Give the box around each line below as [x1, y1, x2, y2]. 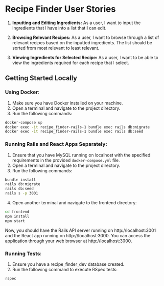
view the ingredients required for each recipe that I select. [12, 60, 129, 65]
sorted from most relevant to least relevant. [12, 45, 99, 51]
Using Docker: [5, 89, 40, 95]
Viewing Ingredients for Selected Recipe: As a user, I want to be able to [12, 54, 159, 60]
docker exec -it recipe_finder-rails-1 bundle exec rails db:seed [5, 129, 143, 134]
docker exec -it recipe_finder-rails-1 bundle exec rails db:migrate [5, 125, 150, 129]
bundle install [5, 177, 36, 182]
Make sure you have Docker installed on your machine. [12, 100, 123, 106]
